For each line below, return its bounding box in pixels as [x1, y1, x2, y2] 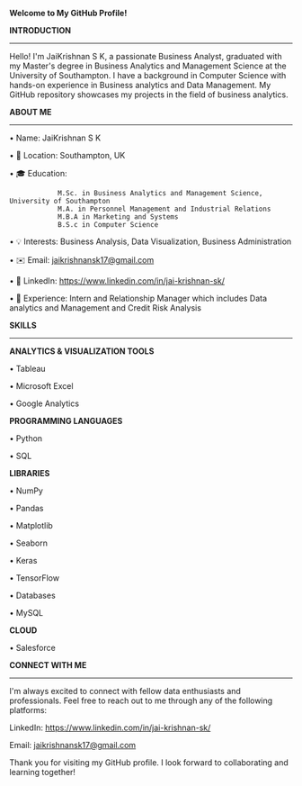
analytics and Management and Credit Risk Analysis [9, 303, 202, 313]
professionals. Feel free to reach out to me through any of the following [9, 695, 273, 706]
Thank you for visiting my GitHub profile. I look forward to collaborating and [9, 757, 289, 768]
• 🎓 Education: [9, 168, 67, 178]
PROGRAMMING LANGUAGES [9, 416, 123, 426]
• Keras [9, 556, 38, 565]
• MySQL [9, 608, 43, 618]
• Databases [9, 590, 56, 601]
